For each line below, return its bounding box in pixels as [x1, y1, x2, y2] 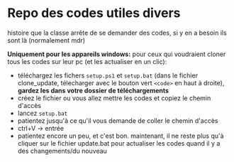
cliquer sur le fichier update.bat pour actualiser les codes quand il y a [17, 139, 221, 147]
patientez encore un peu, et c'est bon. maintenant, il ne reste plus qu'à [17, 131, 225, 140]
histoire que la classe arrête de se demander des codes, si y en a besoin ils [7, 28, 227, 37]
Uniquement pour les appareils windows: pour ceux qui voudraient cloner [7, 50, 226, 58]
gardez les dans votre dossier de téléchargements [17, 86, 169, 94]
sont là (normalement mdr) [7, 36, 86, 44]
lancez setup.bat [17, 109, 68, 117]
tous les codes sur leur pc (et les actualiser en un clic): [7, 57, 167, 65]
